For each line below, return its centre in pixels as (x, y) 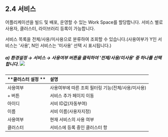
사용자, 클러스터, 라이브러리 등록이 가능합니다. (50, 28)
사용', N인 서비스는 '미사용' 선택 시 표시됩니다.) (66, 45)
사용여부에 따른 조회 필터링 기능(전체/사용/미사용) (98, 88)
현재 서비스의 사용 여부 (72, 119)
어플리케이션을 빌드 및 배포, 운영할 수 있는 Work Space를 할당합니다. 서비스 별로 (84, 22)
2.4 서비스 (21, 9)
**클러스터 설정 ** (27, 79)
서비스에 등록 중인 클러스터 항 (79, 127)
